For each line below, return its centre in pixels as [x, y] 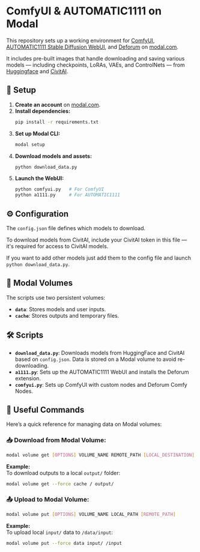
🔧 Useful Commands [45, 410]
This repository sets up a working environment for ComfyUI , [80, 40]
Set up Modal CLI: [38, 133]
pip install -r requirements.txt [57, 122]
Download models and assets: [53, 156]
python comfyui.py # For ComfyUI [59, 190]
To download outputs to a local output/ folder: [63, 473]
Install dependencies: [43, 111]
